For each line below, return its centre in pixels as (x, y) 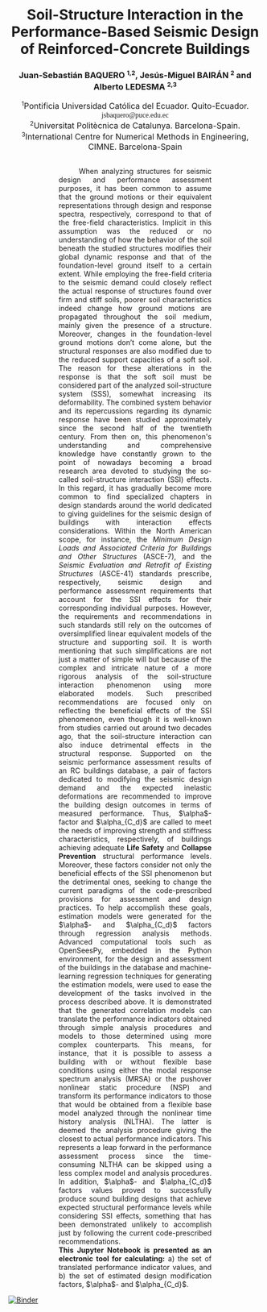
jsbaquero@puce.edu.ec (135, 115)
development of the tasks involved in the (135, 994)
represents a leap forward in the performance (135, 1148)
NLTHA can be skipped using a (155, 1165)
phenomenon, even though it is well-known (135, 720)
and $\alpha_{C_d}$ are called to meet (146, 822)
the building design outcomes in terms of (135, 805)
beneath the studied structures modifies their (135, 248)
